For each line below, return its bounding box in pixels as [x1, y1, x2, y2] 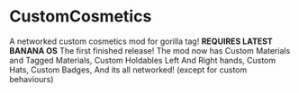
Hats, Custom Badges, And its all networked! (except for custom [9, 64, 248, 75]
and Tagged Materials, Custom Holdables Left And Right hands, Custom [9, 55, 276, 65]
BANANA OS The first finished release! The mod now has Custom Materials [9, 45, 291, 55]
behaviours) [9, 73, 54, 84]
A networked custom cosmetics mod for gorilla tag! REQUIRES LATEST [9, 36, 273, 46]
